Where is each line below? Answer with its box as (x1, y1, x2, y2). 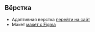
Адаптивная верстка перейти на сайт (11, 16, 90, 22)
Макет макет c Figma (11, 21, 56, 27)
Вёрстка (4, 4, 32, 12)
